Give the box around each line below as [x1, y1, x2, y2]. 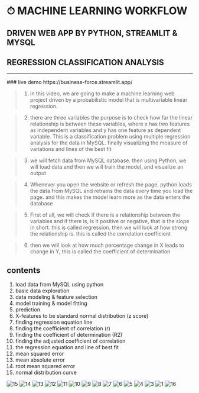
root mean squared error [15, 363, 76, 370]
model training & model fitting [15, 300, 87, 307]
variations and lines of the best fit [30, 146, 112, 153]
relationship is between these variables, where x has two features [30, 120, 190, 128]
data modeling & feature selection [15, 294, 98, 301]
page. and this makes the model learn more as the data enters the [30, 194, 191, 201]
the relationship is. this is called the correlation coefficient [30, 230, 171, 237]
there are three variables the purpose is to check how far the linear [30, 114, 193, 121]
